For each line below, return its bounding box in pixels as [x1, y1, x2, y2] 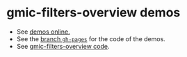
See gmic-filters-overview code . [16, 42, 110, 50]
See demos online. [16, 27, 70, 36]
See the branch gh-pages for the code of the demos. [16, 34, 166, 43]
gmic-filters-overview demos [6, 5, 181, 21]
